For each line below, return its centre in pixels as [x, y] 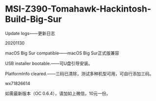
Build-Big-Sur [33, 19]
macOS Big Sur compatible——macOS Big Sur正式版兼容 [62, 53]
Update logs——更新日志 [30, 33]
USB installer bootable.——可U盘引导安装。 [49, 63]
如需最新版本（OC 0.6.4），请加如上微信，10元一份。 [58, 93]
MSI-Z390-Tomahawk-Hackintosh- [78, 9]
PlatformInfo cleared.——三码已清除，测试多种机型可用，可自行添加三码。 [79, 73]
